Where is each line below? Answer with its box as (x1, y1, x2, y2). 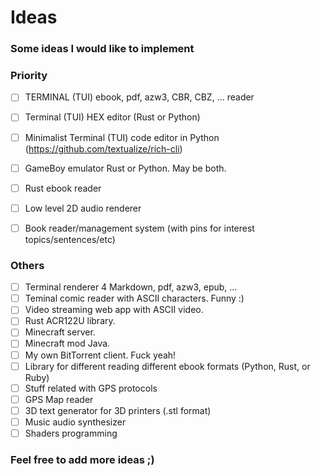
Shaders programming (24, 427, 118, 439)
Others (10, 258, 45, 272)
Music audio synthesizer (24, 416, 127, 428)
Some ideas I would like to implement (10, 42, 195, 56)
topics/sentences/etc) (24, 233, 116, 245)
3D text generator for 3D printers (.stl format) (24, 404, 212, 416)
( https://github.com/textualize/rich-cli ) (24, 142, 183, 155)
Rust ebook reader (24, 182, 102, 194)
